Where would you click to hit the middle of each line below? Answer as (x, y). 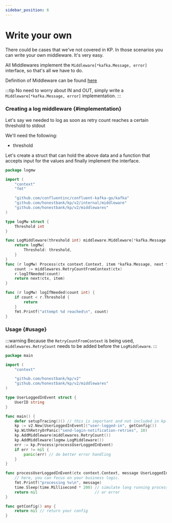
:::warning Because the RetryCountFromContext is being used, (70, 341)
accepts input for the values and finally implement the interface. (73, 161)
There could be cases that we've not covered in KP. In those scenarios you (84, 50)
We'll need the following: (31, 135)
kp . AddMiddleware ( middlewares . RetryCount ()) (63, 435)
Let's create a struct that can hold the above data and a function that (78, 155)
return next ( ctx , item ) (40, 279)
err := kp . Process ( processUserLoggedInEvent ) (64, 445)
